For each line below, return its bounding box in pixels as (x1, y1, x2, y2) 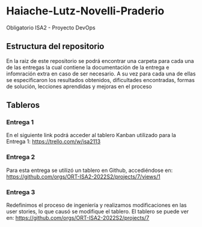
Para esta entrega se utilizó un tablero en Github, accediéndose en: (6, 167, 173, 174)
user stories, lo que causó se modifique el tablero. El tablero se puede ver (6, 208, 189, 215)
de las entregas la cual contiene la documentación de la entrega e (6, 63, 170, 71)
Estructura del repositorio (6, 41, 105, 52)
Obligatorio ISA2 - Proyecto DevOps (6, 24, 96, 31)
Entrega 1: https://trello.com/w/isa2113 (6, 138, 101, 145)
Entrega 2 (6, 153, 35, 161)
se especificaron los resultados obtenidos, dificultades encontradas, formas (6, 76, 195, 83)
